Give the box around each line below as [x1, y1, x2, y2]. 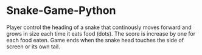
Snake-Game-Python [6, 4, 116, 18]
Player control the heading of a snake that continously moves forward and [6, 24, 192, 31]
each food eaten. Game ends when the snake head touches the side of [6, 36, 184, 44]
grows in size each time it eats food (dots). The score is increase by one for [6, 30, 196, 37]
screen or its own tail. [6, 43, 60, 50]
